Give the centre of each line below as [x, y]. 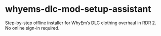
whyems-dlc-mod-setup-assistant [78, 9]
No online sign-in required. [32, 28]
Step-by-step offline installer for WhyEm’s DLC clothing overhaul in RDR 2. [81, 23]
